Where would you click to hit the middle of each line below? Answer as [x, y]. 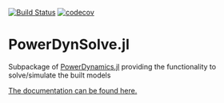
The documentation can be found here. [73, 90]
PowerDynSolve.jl [69, 45]
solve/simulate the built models [60, 75]
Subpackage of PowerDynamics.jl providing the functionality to [112, 66]
